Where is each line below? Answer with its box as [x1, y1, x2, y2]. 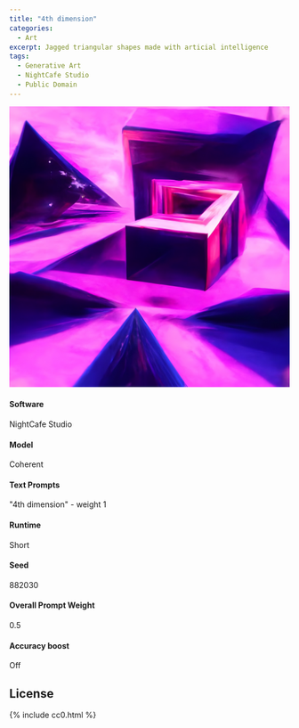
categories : [9, 23, 53, 33]
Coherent [9, 459, 44, 470]
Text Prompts [9, 479, 61, 490]
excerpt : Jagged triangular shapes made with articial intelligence [9, 43, 269, 52]
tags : [9, 52, 29, 61]
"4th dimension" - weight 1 [9, 499, 107, 510]
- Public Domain [17, 80, 77, 89]
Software [9, 399, 44, 410]
